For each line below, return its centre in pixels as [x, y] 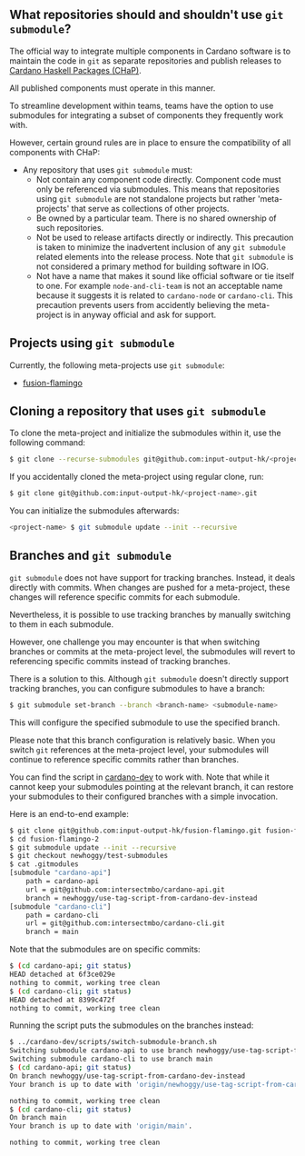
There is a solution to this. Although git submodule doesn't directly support [149, 678]
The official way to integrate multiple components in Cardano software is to [150, 51]
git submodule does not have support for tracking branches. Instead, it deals [152, 577]
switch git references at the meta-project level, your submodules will [139, 750]
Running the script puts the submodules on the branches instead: [132, 1025]
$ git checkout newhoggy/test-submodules [89, 856]
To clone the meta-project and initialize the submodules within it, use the [145, 433]
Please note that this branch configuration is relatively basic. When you [143, 740]
